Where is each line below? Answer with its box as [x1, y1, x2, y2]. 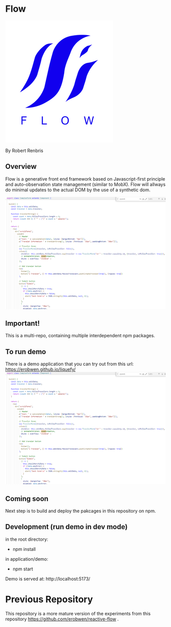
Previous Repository [5, 594, 93, 605]
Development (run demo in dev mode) [5, 522, 128, 531]
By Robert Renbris [5, 147, 43, 154]
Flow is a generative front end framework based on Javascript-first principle [5, 175, 165, 182]
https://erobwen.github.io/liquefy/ [5, 366, 76, 372]
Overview [5, 162, 37, 171]
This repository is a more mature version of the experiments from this [5, 610, 151, 616]
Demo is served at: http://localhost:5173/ [5, 575, 91, 582]
